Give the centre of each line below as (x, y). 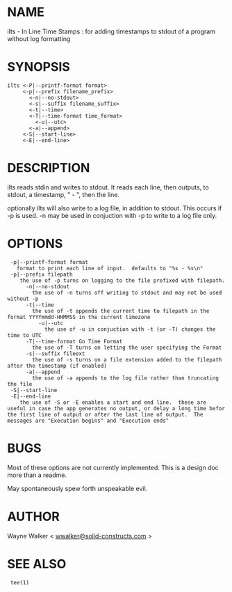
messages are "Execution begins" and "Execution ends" (88, 421)
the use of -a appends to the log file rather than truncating (125, 378)
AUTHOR (34, 516)
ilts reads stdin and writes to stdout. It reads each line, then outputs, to (108, 187)
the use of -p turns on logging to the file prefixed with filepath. (123, 280)
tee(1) (20, 582)
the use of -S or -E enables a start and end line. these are (113, 402)
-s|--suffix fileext (55, 353)
